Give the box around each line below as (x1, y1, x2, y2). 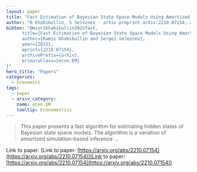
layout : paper (6, 8, 41, 15)
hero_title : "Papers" (6, 69, 59, 75)
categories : (6, 74, 35, 80)
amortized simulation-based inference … (20, 136, 119, 143)
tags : (6, 85, 19, 91)
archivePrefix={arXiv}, (21, 52, 80, 58)
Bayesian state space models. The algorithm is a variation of (20, 129, 167, 136)
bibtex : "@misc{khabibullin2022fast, (6, 25, 98, 31)
